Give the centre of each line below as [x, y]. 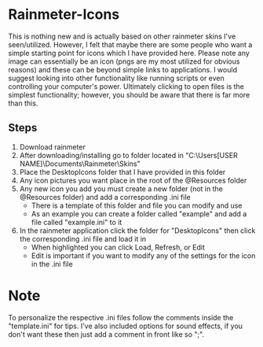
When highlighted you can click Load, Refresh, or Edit [118, 247]
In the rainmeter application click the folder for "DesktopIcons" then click [137, 231]
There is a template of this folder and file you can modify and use [137, 205]
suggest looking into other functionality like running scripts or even [117, 78]
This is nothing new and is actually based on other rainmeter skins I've [122, 36]
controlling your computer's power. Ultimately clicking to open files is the [126, 86]
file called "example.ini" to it [77, 222]
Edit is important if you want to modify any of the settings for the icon [143, 255]
